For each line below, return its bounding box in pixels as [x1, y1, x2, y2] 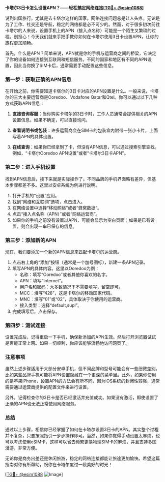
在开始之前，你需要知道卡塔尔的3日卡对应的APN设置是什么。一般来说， [5, 88, 150, 94]
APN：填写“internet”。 [19, 277, 65, 283]
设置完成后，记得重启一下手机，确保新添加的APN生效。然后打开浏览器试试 [5, 334, 156, 340]
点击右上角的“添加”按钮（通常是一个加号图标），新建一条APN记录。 [12, 259, 148, 265]
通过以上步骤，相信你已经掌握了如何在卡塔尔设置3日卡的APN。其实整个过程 [5, 426, 159, 432]
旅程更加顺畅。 [5, 40, 35, 46]
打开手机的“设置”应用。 [12, 192, 60, 198]
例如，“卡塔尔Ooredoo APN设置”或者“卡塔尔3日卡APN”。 [12, 150, 129, 156]
